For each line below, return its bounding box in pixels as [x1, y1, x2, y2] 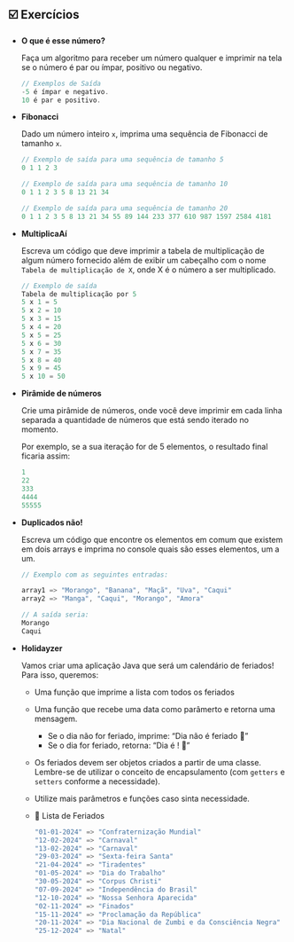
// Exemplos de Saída [20, 79, 101, 88]
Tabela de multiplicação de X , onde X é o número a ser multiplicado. [20, 264, 276, 275]
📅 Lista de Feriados [34, 810, 105, 820]
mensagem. [34, 713, 78, 724]
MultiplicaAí [20, 228, 67, 239]
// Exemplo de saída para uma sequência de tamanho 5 [20, 155, 224, 164]
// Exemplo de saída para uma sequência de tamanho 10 [20, 180, 228, 189]
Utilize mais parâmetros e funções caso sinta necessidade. [34, 793, 250, 804]
